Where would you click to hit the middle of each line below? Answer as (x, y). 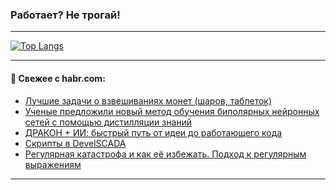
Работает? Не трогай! (65, 15)
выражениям (53, 164)
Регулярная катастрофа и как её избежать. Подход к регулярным (165, 154)
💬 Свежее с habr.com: (58, 78)
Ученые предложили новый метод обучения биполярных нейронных (172, 111)
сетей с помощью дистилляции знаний (108, 122)
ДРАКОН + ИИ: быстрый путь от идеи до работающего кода (153, 132)
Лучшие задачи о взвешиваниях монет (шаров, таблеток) (148, 100)
